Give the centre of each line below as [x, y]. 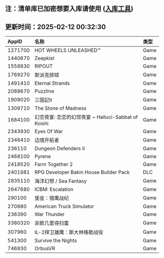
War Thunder [50, 215]
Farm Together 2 [54, 164]
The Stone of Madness [61, 108]
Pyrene [43, 157]
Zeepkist [44, 59]
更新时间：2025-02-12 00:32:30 [55, 27]
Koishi [41, 123]
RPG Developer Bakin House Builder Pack [82, 172]
